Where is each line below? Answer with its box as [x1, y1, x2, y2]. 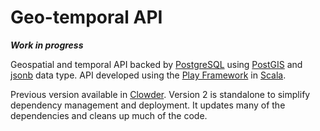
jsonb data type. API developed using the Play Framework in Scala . [10, 69, 287, 81]
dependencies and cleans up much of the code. [10, 109, 208, 121]
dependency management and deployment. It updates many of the [10, 99, 286, 111]
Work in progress [10, 39, 84, 51]
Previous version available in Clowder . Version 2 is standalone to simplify [10, 88, 311, 100]
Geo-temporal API [10, 6, 163, 29]
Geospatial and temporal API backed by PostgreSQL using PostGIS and [10, 58, 303, 70]
